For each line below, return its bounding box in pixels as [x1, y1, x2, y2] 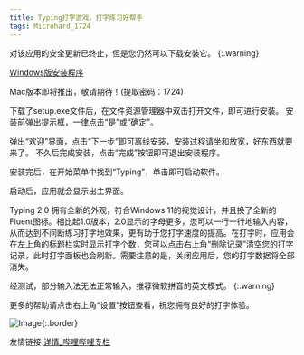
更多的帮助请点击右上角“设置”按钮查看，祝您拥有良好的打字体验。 [9, 299, 255, 310]
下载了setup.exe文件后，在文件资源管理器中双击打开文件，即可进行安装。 [9, 105, 284, 116]
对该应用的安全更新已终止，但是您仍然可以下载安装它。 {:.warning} [9, 47, 260, 59]
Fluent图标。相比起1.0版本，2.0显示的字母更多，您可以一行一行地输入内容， [9, 216, 293, 227]
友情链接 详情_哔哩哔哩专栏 [9, 336, 111, 347]
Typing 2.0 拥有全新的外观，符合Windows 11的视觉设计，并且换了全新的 [9, 204, 278, 215]
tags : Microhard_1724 [9, 22, 91, 31]
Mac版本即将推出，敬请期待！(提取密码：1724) [9, 86, 184, 97]
